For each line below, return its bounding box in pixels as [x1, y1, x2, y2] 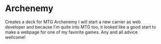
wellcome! [5, 34, 26, 40]
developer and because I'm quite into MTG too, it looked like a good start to [5, 24, 157, 29]
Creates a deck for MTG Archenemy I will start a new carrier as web [5, 19, 141, 25]
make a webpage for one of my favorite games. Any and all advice [5, 29, 138, 35]
